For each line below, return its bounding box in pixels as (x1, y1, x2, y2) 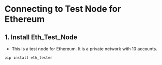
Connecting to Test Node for (4, 3, 121, 15)
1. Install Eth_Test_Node (4, 33, 78, 41)
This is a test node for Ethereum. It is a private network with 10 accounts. (11, 46, 157, 51)
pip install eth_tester (4, 55, 53, 60)
